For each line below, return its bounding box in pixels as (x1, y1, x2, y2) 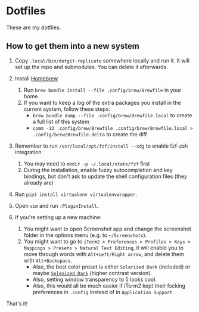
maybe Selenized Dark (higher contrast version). (32, 269, 152, 276)
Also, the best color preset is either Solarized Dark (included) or (32, 263, 191, 270)
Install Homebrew (14, 74, 58, 82)
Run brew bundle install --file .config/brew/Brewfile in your (23, 86, 182, 93)
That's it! (6, 299, 28, 307)
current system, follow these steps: (23, 105, 110, 113)
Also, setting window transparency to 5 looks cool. (32, 276, 157, 283)
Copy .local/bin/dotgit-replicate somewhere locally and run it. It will (14, 57, 189, 64)
